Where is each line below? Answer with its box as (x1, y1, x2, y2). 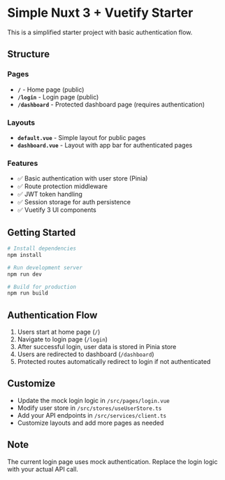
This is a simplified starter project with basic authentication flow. (7, 28, 193, 36)
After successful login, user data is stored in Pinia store (17, 343, 177, 351)
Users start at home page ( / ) (17, 327, 101, 337)
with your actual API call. (7, 465, 79, 473)
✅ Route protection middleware (17, 182, 108, 190)
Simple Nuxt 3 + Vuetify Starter (7, 5, 194, 21)
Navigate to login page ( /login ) (17, 335, 108, 344)
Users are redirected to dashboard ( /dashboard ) (17, 350, 155, 358)
